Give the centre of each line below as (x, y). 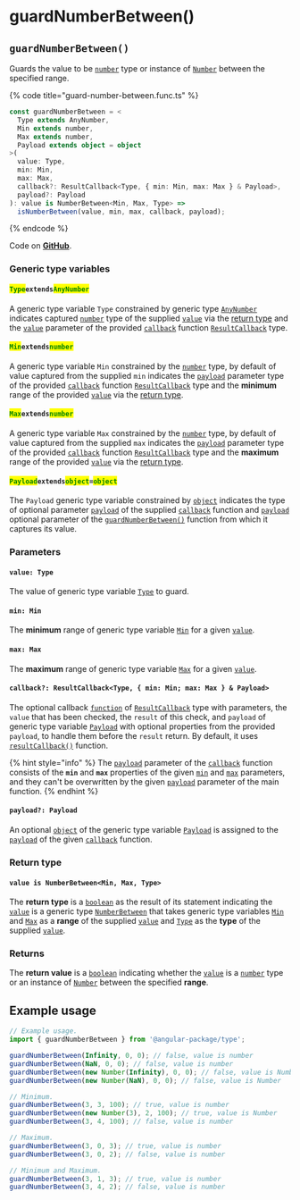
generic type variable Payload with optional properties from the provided (142, 726)
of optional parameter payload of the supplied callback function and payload (150, 510)
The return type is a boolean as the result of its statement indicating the (141, 902)
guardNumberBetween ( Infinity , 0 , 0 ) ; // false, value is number (131, 1056)
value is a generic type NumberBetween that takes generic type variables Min (146, 911)
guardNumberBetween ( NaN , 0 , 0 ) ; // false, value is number (121, 1064)
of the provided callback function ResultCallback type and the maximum (144, 452)
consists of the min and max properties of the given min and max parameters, (147, 772)
